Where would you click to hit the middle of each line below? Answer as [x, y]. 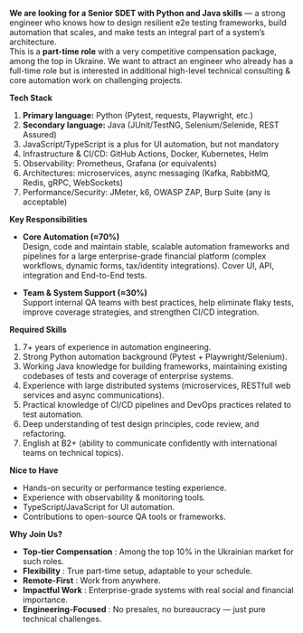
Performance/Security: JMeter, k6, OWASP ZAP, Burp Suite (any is [147, 192]
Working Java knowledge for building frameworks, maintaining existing [155, 366]
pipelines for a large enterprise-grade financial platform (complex [144, 256]
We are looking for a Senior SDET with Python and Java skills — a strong [147, 13]
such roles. [43, 561]
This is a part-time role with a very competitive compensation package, [143, 52]
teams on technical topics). [73, 453]
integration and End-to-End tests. [85, 275]
